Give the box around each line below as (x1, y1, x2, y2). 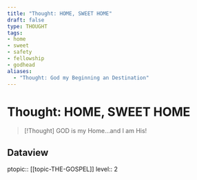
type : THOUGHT (7, 23, 48, 30)
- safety (7, 49, 32, 56)
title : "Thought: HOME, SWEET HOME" (7, 10, 112, 17)
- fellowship (7, 55, 45, 62)
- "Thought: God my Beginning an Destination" (13, 74, 149, 81)
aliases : (7, 68, 32, 74)
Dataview (7, 146, 49, 159)
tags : (7, 29, 23, 37)
